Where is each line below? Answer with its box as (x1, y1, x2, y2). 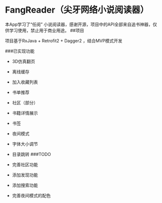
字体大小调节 (12, 141, 38, 147)
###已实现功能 (5, 48, 35, 54)
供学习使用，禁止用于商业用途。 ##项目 (5, 27, 84, 33)
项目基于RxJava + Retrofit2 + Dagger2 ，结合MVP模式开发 (5, 37, 123, 44)
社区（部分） (12, 100, 38, 105)
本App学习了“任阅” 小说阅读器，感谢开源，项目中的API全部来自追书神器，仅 (5, 21, 157, 27)
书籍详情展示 (12, 110, 38, 116)
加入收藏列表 (12, 79, 38, 85)
